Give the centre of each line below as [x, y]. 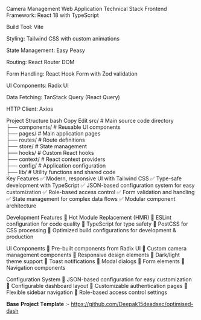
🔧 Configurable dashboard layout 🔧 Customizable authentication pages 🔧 [97, 286]
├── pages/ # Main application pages [53, 133]
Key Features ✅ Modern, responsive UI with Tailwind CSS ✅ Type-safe [94, 178]
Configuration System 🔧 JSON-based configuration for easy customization [99, 279]
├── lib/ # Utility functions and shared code [61, 172]
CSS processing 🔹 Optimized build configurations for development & [91, 230]
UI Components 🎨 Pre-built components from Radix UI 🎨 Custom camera [97, 248]
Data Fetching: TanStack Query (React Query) [63, 97]
